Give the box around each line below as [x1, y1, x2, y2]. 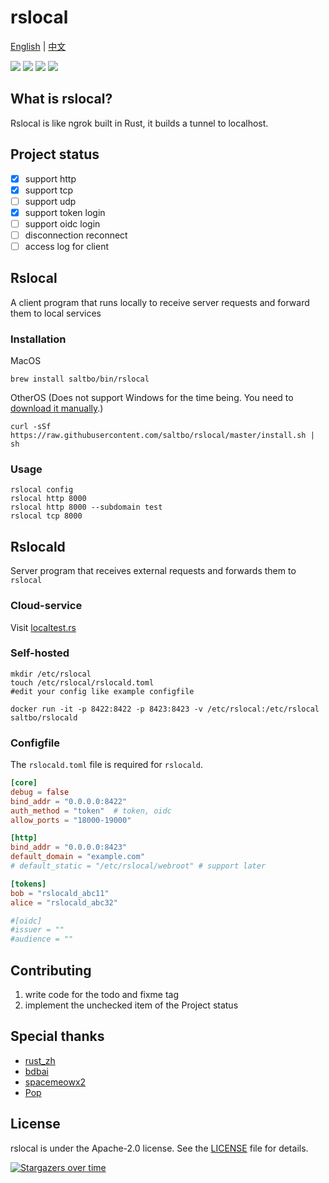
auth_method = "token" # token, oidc [10, 806, 172, 816]
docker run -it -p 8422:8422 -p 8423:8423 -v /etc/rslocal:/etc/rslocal [10, 704, 320, 714]
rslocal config [10, 485, 74, 495]
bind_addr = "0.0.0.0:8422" [10, 796, 128, 806]
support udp [24, 195, 77, 207]
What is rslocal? [10, 91, 113, 108]
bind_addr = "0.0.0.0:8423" [10, 842, 128, 853]
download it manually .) [10, 402, 104, 415]
